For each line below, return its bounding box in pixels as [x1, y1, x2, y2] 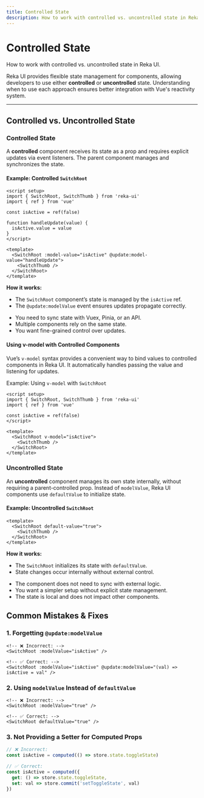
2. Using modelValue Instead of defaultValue [6, 683, 136, 692]
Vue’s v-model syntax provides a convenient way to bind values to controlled [6, 355, 197, 362]
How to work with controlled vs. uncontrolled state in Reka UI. [6, 61, 161, 68]
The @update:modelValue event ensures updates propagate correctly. [15, 302, 187, 309]
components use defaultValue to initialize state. [6, 490, 126, 498]
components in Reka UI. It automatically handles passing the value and [6, 361, 183, 369]
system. [6, 92, 26, 99]
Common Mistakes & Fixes [6, 610, 109, 621]
